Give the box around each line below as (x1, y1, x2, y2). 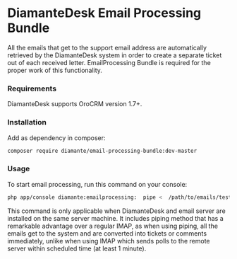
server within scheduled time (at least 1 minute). (7, 244, 147, 253)
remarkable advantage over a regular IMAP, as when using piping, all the (7, 221, 219, 230)
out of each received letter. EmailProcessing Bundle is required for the (7, 58, 212, 67)
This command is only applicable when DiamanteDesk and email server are (7, 207, 226, 215)
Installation (7, 117, 47, 127)
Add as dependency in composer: (7, 133, 106, 142)
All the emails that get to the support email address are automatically (7, 43, 207, 52)
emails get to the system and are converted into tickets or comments (7, 229, 207, 238)
